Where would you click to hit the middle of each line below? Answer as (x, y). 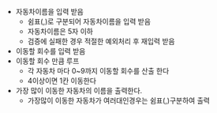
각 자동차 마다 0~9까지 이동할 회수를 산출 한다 (98, 71)
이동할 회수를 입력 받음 (51, 51)
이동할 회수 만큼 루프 (47, 61)
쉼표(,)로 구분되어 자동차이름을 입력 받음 (89, 21)
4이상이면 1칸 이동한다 (62, 81)
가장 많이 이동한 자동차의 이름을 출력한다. (79, 90)
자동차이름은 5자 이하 (60, 31)
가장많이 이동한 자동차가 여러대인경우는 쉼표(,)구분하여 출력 (119, 100)
